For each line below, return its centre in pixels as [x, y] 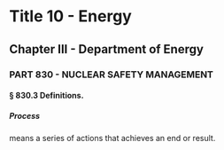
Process [25, 115]
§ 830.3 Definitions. [46, 96]
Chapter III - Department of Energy [106, 49]
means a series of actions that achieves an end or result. [112, 138]
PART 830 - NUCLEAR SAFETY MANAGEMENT [112, 75]
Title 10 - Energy [71, 16]
